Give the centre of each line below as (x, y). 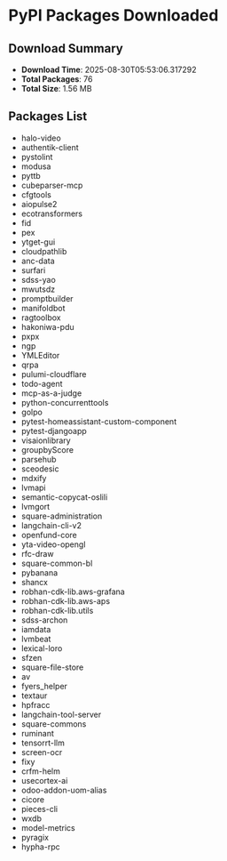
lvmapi (33, 487)
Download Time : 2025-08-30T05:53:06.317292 (109, 69)
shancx (34, 582)
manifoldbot (43, 308)
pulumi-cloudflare (54, 374)
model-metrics (48, 827)
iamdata (36, 629)
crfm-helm (41, 771)
